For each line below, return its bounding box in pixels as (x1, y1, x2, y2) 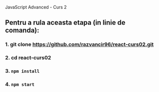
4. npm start (5, 81, 35, 88)
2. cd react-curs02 (5, 54, 51, 61)
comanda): (5, 26, 40, 35)
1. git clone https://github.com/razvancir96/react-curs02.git (5, 41, 154, 48)
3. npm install (5, 68, 40, 75)
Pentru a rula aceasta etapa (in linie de (5, 18, 126, 27)
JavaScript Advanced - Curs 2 (5, 4, 67, 10)
